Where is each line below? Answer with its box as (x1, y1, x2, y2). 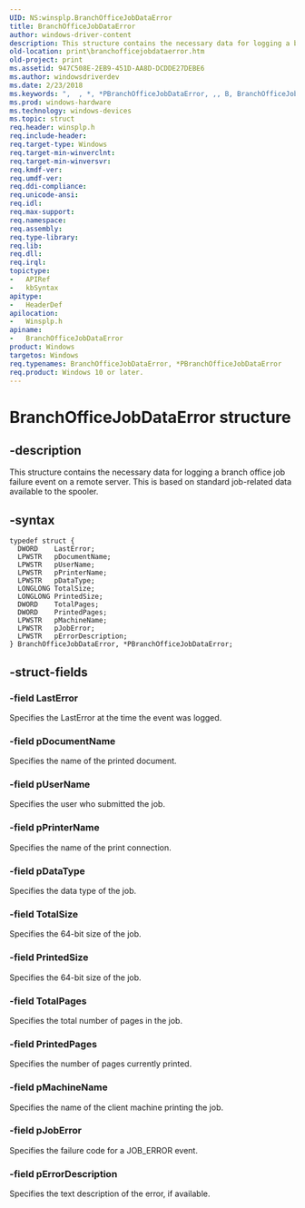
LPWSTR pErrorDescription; (17, 632, 128, 641)
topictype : (9, 267, 51, 276)
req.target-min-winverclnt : (9, 148, 116, 157)
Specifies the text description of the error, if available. (9, 1188, 211, 1199)
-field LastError (9, 692, 79, 704)
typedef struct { (9, 536, 75, 545)
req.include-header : (9, 132, 88, 141)
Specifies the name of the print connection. (9, 841, 172, 853)
